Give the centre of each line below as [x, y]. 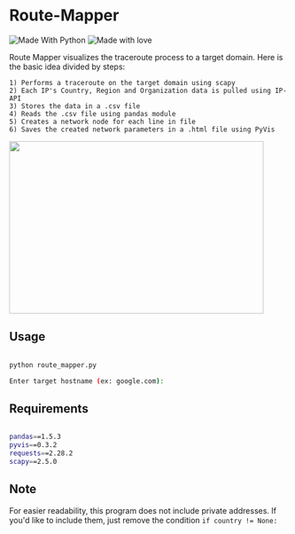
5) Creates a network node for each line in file [103, 122]
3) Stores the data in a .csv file [75, 106]
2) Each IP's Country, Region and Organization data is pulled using [140, 90]
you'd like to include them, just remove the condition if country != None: [144, 520]
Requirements [49, 408]
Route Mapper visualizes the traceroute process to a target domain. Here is [146, 57]
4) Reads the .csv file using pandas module [93, 114]
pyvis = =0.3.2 [33, 445]
